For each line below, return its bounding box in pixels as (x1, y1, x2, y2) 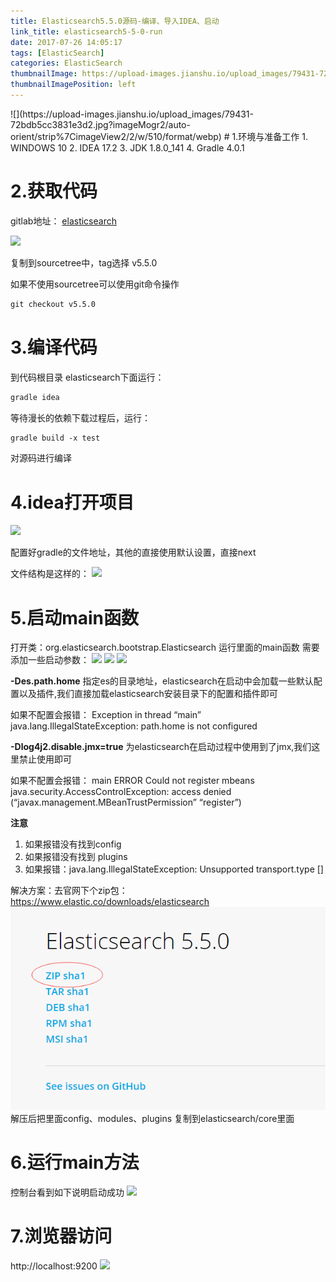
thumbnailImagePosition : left (10, 80, 137, 90)
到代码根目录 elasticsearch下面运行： (10, 371, 165, 383)
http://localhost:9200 (10, 1260, 98, 1272)
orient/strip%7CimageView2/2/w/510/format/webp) (10, 130, 222, 142)
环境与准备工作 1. (238, 130, 309, 142)
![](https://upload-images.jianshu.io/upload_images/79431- (10, 108, 254, 120)
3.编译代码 (10, 336, 98, 359)
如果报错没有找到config (24, 838, 122, 850)
